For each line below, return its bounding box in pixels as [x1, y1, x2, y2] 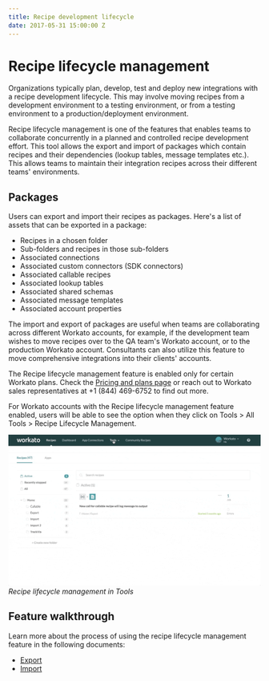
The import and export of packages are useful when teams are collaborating [8, 319, 260, 329]
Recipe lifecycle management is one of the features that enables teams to [8, 124, 251, 134]
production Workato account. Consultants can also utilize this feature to [8, 345, 245, 355]
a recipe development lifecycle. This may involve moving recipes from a [8, 92, 245, 102]
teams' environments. [8, 167, 80, 176]
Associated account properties [19, 304, 122, 314]
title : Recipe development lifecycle [8, 13, 134, 21]
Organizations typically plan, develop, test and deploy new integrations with [8, 83, 259, 93]
